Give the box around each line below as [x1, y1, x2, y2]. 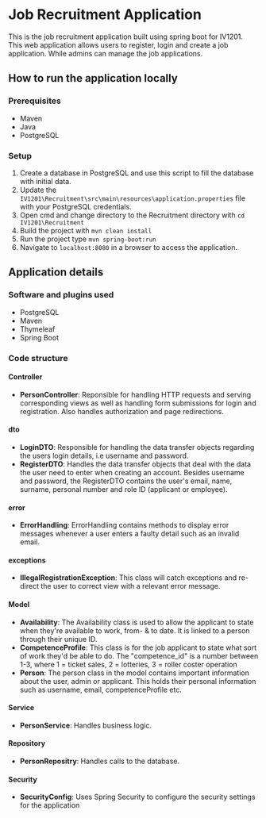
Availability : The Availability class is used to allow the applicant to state [19, 617, 254, 627]
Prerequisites [8, 95, 61, 106]
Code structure [8, 352, 68, 363]
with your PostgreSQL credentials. [19, 202, 133, 211]
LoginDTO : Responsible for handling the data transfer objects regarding [19, 442, 255, 451]
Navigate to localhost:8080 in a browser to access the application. [19, 242, 238, 252]
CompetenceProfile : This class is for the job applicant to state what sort [19, 643, 257, 652]
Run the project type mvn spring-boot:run [19, 234, 156, 244]
